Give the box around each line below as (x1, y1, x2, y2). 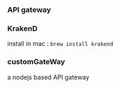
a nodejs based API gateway (7, 73, 90, 81)
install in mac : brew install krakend (7, 40, 114, 48)
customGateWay (7, 57, 65, 67)
